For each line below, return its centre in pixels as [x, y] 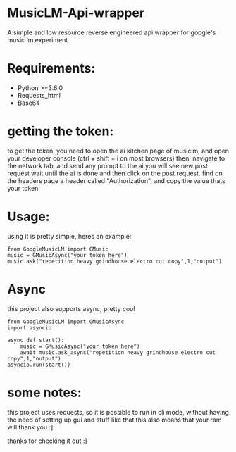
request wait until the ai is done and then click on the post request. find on [115, 173]
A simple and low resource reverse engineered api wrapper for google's [112, 32]
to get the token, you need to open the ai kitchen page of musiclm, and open [118, 151]
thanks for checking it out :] [47, 441]
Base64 [29, 103]
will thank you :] [30, 427]
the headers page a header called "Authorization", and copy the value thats [116, 180]
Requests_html [39, 95]
